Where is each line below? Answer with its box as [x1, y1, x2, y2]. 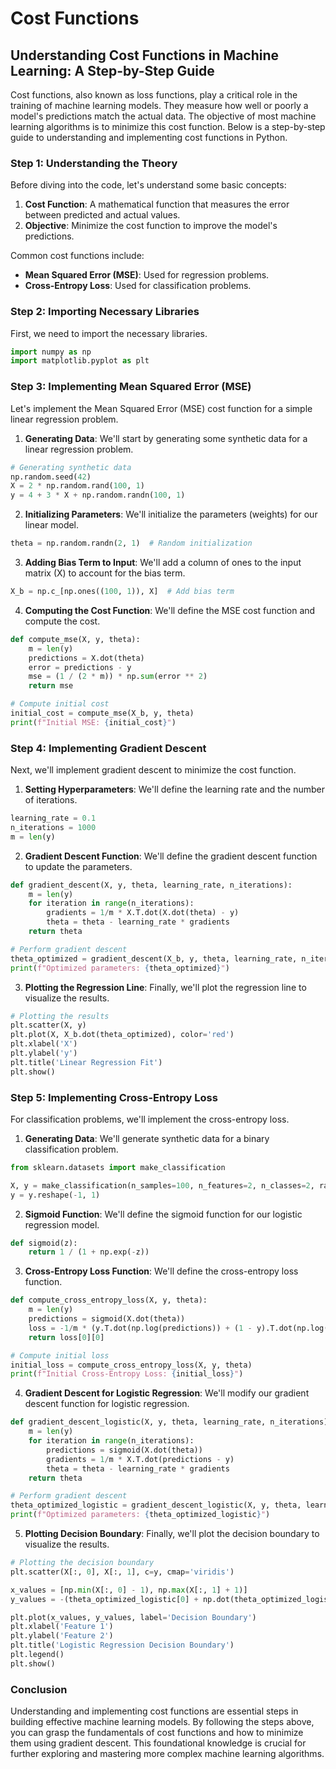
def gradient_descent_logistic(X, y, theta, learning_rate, [10, 1417, 267, 1427]
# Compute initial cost [10, 699, 110, 709]
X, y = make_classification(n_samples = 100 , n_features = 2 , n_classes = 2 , [10, 1180, 315, 1191]
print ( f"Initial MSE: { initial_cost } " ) [10, 717, 177, 727]
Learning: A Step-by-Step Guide [10, 62, 215, 79]
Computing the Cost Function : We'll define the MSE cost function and [24, 604, 316, 616]
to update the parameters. [24, 860, 133, 872]
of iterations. [24, 794, 78, 806]
